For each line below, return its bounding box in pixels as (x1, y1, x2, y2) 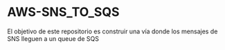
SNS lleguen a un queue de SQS (7, 34, 99, 42)
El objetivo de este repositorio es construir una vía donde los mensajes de (7, 27, 218, 35)
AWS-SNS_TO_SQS (7, 4, 120, 20)
